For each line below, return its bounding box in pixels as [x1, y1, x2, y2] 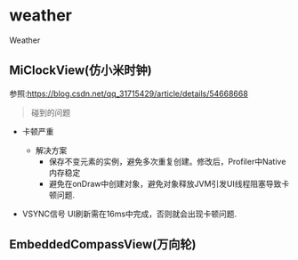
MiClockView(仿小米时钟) [9, 63, 153, 78]
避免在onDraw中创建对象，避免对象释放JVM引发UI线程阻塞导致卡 [48, 178, 290, 189]
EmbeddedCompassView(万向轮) [9, 237, 197, 252]
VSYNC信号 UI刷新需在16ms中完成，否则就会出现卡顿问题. [21, 208, 238, 219]
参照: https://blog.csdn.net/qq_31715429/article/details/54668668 [9, 88, 249, 99]
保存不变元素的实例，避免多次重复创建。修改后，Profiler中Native [48, 156, 286, 167]
